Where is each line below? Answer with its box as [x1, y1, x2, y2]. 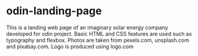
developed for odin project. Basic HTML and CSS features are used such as [6, 30, 192, 37]
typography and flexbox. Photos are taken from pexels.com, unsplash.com [6, 36, 190, 43]
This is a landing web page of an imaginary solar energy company [6, 24, 168, 31]
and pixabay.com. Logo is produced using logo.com [6, 43, 134, 50]
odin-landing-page [6, 4, 103, 18]
